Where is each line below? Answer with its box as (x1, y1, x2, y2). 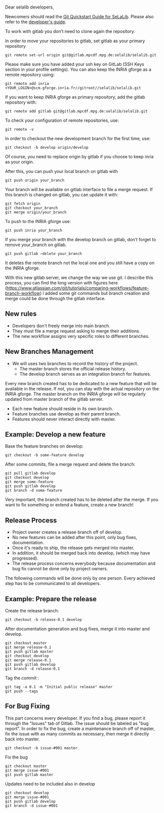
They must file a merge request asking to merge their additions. (12, 328, 141, 334)
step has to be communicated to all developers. (5, 581, 101, 587)
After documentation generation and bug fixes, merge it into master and (5, 626, 150, 632)
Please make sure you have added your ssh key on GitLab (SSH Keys (5, 61, 144, 67)
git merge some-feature (5, 479, 54, 484)
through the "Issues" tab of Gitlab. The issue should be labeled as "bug (5, 720, 149, 726)
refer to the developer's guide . (5, 19, 67, 25)
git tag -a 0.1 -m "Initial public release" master (5, 685, 113, 690)
